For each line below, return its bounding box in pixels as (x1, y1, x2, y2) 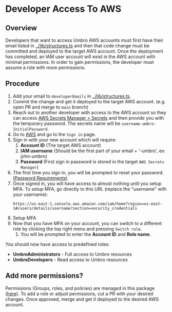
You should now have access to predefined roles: (5, 241, 110, 247)
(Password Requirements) (12, 175, 68, 181)
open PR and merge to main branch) (12, 104, 89, 110)
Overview (5, 24, 37, 32)
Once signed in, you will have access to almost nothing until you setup (12, 180, 162, 187)
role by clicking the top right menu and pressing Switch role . (12, 226, 142, 232)
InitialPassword (12, 126, 48, 132)
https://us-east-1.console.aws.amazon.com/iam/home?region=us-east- (12, 201, 163, 206)
